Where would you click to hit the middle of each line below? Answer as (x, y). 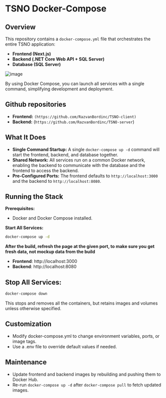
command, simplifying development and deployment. (59, 89)
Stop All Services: (33, 282)
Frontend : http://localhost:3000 (45, 261)
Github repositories (36, 105)
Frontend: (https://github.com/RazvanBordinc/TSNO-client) (74, 116)
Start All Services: (24, 228)
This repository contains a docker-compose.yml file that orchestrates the (78, 39)
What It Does (26, 137)
